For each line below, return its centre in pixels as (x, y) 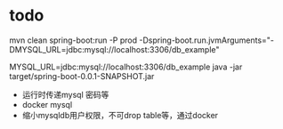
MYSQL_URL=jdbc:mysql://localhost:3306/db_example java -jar (126, 67)
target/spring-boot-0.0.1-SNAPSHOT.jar (82, 76)
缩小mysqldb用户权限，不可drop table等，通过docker (120, 115)
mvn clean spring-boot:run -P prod (73, 40)
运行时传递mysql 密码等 (65, 94)
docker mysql (47, 104)
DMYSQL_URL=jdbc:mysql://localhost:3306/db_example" (114, 49)
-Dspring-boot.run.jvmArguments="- (206, 40)
